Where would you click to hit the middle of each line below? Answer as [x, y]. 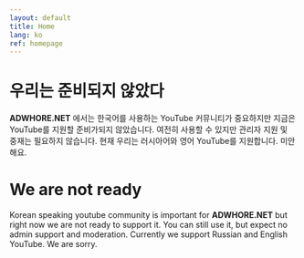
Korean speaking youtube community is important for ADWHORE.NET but [148, 215]
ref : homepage [37, 43]
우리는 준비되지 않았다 [87, 91]
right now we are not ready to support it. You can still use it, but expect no [148, 225]
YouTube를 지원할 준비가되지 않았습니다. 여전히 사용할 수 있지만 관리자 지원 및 [149, 129]
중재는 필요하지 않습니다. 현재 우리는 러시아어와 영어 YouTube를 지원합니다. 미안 [152, 141]
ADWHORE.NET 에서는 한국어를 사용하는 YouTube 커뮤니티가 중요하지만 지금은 [152, 119]
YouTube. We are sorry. [53, 244]
